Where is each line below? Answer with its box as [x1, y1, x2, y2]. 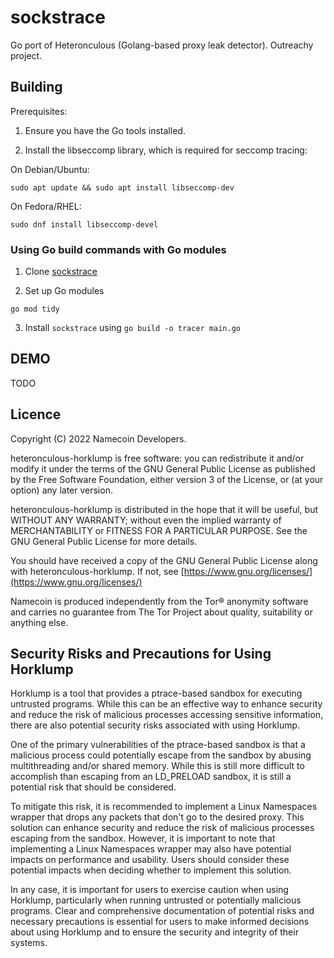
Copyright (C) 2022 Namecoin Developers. [10, 432, 187, 445]
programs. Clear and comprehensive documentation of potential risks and [10, 905, 315, 917]
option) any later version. [10, 484, 113, 496]
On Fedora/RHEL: [10, 200, 82, 212]
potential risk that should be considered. [10, 781, 177, 793]
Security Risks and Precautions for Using [10, 646, 272, 663]
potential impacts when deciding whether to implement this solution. [10, 864, 292, 876]
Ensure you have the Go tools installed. [24, 124, 186, 136]
